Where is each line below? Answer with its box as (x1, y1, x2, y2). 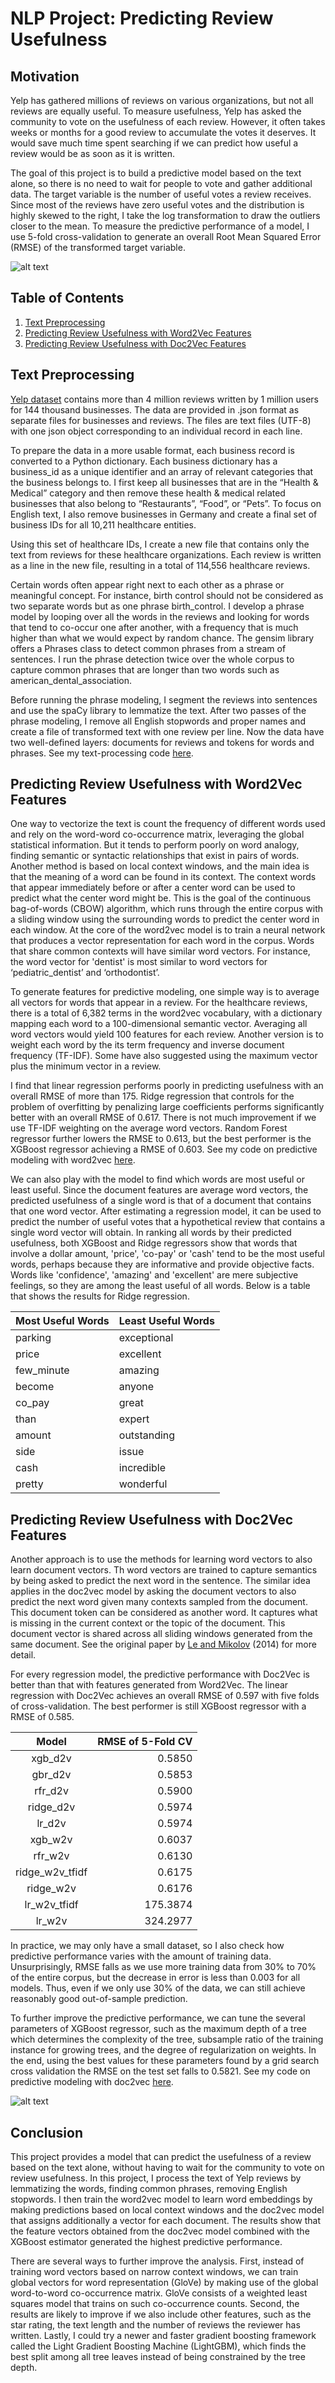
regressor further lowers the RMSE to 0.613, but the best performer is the (10, 1133, 312, 1145)
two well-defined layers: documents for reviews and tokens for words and (10, 736, 315, 748)
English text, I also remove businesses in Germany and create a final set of (10, 508, 318, 520)
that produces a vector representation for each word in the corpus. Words (10, 935, 315, 947)
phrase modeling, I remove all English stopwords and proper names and (10, 715, 306, 727)
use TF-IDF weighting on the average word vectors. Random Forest (10, 1122, 288, 1134)
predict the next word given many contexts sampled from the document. (10, 1596, 308, 1608)
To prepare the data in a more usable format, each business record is (10, 444, 295, 456)
